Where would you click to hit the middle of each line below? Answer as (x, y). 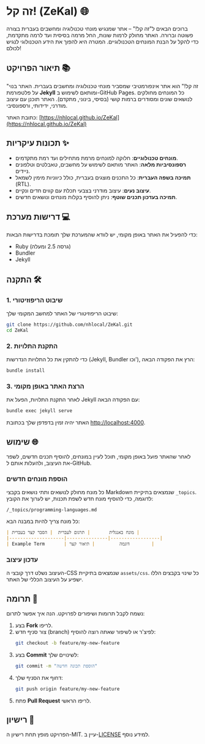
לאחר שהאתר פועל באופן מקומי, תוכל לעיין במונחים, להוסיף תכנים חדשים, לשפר (99, 456)
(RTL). (23, 184)
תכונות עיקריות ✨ (38, 143)
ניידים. (23, 171)
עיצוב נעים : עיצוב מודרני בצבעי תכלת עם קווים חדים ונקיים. (83, 190)
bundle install (26, 371)
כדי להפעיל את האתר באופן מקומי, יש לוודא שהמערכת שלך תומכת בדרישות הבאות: (102, 235)
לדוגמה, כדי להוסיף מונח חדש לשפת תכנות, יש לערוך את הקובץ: (80, 499)
